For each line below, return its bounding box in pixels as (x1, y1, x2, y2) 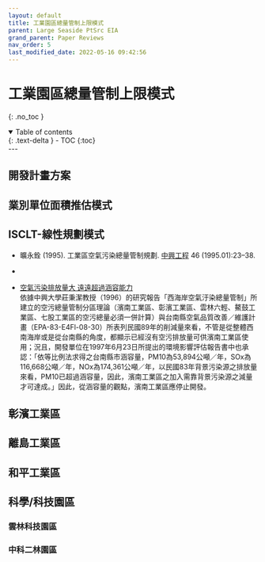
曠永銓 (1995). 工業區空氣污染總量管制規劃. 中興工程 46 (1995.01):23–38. (19, 250, 256, 260)
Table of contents (15, 127, 73, 136)
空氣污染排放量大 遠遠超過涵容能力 (19, 282, 133, 292)
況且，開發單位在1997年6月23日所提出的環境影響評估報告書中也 (33, 342, 243, 351)
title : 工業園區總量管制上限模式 (8, 19, 104, 27)
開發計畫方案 (8, 169, 71, 182)
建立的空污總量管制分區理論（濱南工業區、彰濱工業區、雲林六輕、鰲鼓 (19, 302, 249, 312)
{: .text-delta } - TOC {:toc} (8, 136, 97, 145)
